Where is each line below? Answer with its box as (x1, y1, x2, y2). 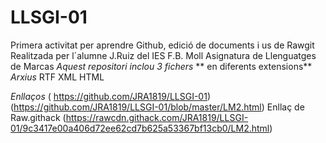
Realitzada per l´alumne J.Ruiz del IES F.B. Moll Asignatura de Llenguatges (10, 49, 317, 61)
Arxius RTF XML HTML (10, 71, 105, 83)
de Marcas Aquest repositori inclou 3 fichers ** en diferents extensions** (10, 60, 313, 72)
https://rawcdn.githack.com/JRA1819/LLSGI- (65, 111, 249, 123)
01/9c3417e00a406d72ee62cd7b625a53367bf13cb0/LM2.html (10, 122, 270, 134)
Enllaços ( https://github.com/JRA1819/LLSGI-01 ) (10, 90, 211, 102)
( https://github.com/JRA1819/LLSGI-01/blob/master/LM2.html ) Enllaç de (10, 101, 305, 113)
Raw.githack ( (10, 111, 67, 123)
